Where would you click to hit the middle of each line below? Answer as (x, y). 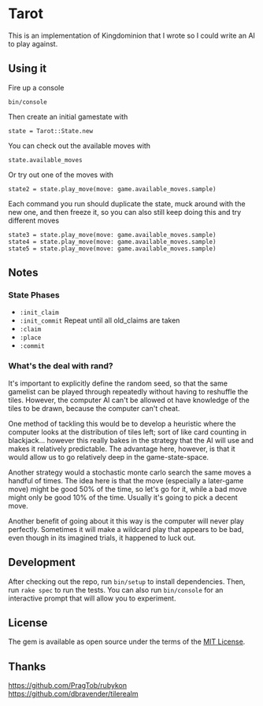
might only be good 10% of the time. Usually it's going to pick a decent (123, 497)
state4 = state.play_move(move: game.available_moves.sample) (112, 242)
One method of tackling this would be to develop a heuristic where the (122, 423)
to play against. (33, 43)
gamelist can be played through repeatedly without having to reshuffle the (128, 391)
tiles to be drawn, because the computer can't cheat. (94, 408)
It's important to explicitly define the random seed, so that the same (118, 383)
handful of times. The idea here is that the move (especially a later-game (126, 480)
